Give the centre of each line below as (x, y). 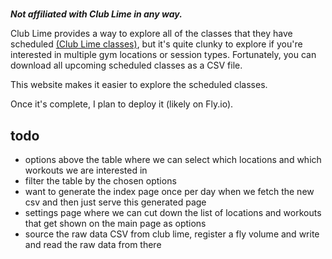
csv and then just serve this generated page (115, 202)
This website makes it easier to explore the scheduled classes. (139, 85)
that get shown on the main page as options (115, 223)
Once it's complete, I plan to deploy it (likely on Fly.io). (122, 104)
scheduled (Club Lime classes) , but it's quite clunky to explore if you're (156, 44)
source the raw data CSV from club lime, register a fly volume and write (172, 234)
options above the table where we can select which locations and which (173, 159)
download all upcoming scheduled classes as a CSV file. (126, 65)
